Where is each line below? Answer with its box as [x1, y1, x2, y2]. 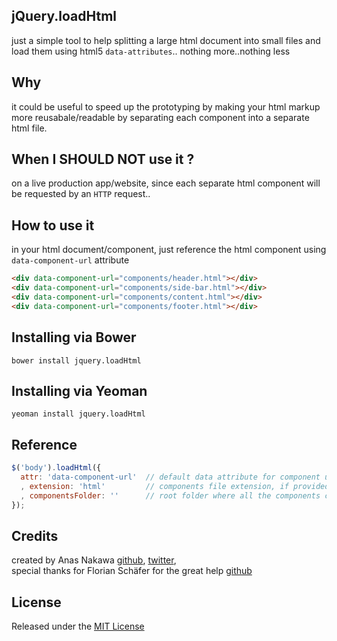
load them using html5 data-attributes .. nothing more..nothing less [11, 45, 291, 57]
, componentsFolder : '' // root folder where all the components [20, 490, 321, 501]
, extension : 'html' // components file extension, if [20, 481, 289, 491]
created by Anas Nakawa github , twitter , [11, 554, 177, 566]
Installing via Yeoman [11, 382, 148, 399]
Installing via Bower [11, 329, 137, 346]
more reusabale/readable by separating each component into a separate [11, 111, 310, 123]
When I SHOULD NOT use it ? [11, 151, 195, 168]
